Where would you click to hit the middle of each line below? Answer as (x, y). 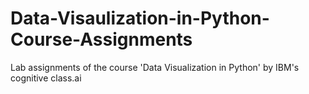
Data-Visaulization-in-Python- (140, 18)
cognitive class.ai (46, 78)
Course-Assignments (101, 39)
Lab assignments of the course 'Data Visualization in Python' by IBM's (155, 67)
